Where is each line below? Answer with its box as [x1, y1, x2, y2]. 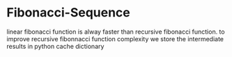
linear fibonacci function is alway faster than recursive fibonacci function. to [6, 27, 225, 36]
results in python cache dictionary [6, 42, 105, 50]
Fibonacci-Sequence [6, 5, 130, 21]
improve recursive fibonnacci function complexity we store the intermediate [6, 34, 224, 43]
